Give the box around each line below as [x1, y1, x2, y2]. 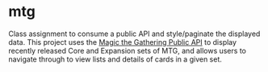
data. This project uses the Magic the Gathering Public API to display [8, 37, 237, 46]
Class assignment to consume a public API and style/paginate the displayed [8, 29, 261, 38]
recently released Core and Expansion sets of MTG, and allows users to [8, 46, 246, 55]
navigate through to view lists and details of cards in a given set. [8, 54, 222, 64]
